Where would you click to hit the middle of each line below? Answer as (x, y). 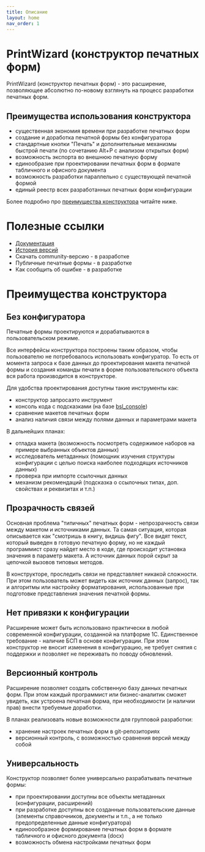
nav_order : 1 (23, 23)
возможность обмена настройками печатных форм (83, 842)
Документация (35, 244)
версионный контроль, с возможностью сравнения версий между (103, 738)
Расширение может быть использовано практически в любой (88, 627)
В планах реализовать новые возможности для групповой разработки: (100, 719)
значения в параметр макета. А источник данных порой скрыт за (92, 556)
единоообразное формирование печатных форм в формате (93, 829)
